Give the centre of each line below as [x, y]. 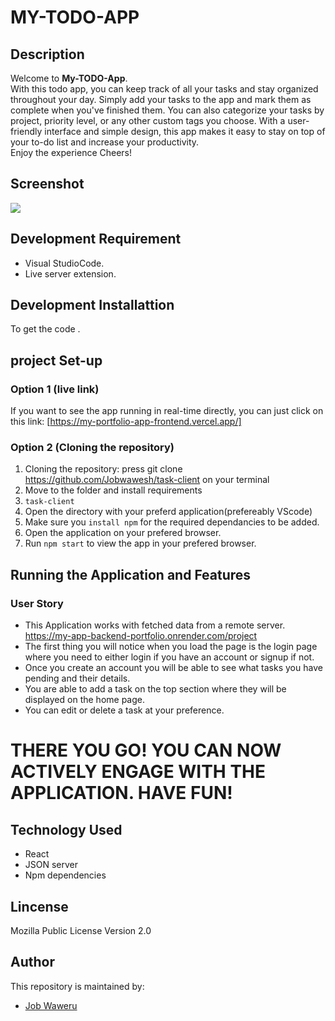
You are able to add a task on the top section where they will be [155, 689]
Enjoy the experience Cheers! [71, 152]
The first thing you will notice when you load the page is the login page [171, 647]
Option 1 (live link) [55, 389]
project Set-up [56, 360]
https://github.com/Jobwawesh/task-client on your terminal [147, 480]
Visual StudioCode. [64, 263]
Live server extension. [70, 273]
